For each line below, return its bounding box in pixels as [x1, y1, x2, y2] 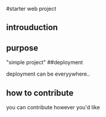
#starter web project [6, 5, 57, 12]
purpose [6, 43, 39, 53]
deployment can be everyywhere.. [6, 70, 91, 77]
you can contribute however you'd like [6, 104, 100, 111]
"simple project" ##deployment [6, 59, 83, 66]
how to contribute [6, 88, 74, 98]
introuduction [6, 22, 58, 32]
